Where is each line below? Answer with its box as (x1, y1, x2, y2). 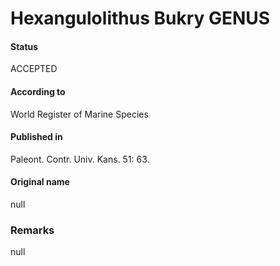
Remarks (10, 223, 55, 237)
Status (10, 40, 39, 52)
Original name (10, 176, 70, 188)
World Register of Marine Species (10, 108, 149, 120)
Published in (10, 131, 63, 143)
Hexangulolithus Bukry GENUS (10, 7, 271, 30)
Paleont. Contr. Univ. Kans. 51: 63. (10, 153, 150, 165)
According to (10, 85, 66, 97)
